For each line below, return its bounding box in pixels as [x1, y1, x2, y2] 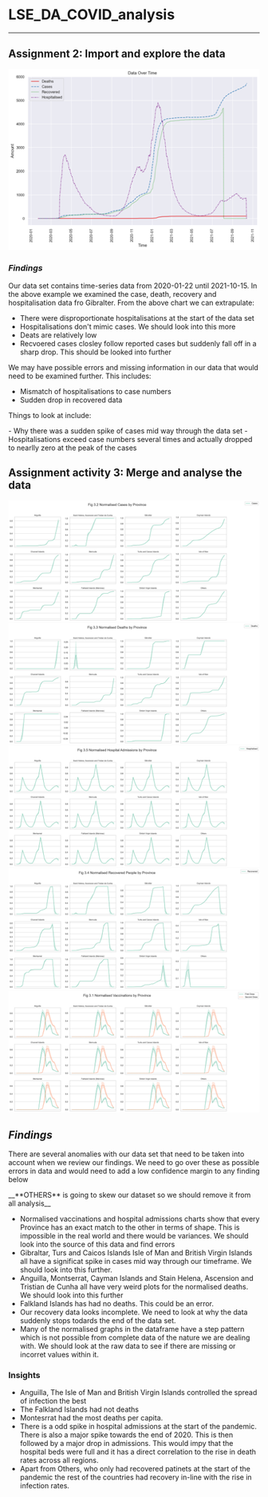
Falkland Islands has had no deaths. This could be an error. [19, 1299, 214, 1309]
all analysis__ [8, 1199, 51, 1208]
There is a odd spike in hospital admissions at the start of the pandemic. [19, 1422, 257, 1432]
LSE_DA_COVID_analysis [8, 6, 175, 24]
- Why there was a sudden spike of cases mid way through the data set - [8, 425, 248, 436]
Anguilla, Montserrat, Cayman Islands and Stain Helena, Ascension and [19, 1274, 254, 1283]
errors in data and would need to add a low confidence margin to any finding [8, 1167, 260, 1176]
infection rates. [19, 1481, 70, 1491]
